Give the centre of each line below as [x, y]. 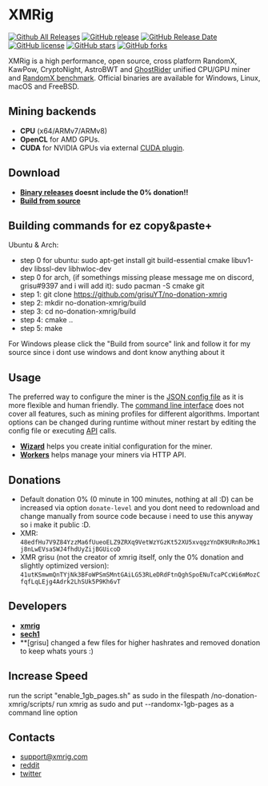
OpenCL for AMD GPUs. [60, 139]
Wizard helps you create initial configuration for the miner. [116, 446]
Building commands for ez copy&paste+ [110, 225]
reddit [30, 765]
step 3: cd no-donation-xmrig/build [78, 311]
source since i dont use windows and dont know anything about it [117, 353]
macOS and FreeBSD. [44, 86]
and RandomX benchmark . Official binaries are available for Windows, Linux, [134, 78]
